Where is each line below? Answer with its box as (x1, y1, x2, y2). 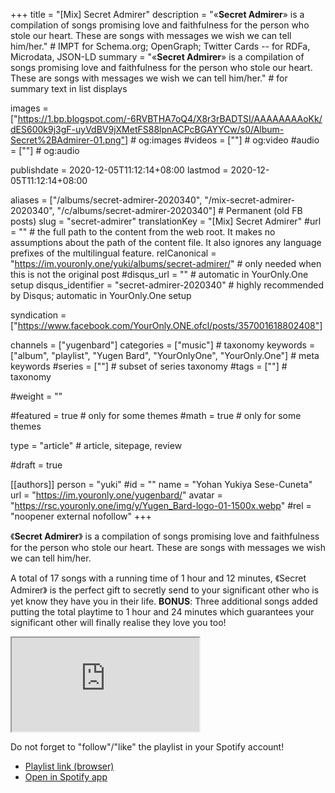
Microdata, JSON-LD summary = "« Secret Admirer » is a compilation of (10, 51, 305, 63)
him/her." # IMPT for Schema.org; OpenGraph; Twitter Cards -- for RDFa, (10, 40, 311, 52)
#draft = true (10, 459, 63, 471)
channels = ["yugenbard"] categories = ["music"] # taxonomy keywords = (10, 339, 316, 351)
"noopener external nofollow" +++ (10, 510, 152, 522)
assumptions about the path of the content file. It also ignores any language (10, 237, 322, 248)
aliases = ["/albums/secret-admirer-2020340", (10, 194, 203, 206)
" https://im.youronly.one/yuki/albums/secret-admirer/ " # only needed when (10, 258, 322, 269)
